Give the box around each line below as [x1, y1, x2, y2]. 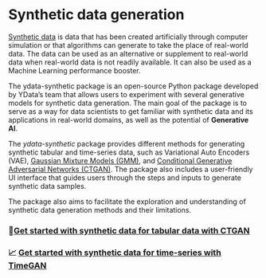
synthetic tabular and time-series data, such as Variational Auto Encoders [8, 147, 250, 157]
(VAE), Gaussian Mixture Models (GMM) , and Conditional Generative [8, 155, 233, 165]
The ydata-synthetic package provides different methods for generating [8, 139, 245, 148]
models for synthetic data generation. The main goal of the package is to [8, 98, 248, 108]
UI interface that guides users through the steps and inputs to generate [8, 173, 241, 182]
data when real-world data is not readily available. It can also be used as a [8, 57, 252, 67]
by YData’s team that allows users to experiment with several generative [8, 89, 244, 99]
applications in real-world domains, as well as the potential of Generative [8, 115, 249, 124]
